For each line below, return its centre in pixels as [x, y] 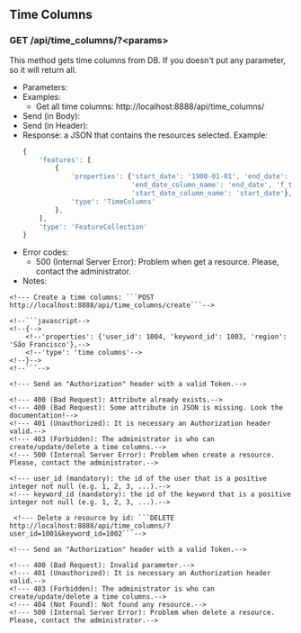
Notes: [35, 281]
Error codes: [45, 252]
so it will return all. [43, 69]
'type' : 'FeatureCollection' [93, 227]
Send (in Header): [55, 125]
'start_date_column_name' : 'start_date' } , [212, 194]
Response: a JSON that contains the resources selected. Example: [145, 135]
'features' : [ [65, 160]
